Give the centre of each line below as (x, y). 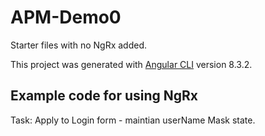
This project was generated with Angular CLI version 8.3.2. (131, 64)
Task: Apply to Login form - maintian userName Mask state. (133, 120)
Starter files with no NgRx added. (78, 45)
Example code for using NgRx (104, 96)
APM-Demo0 (66, 17)
